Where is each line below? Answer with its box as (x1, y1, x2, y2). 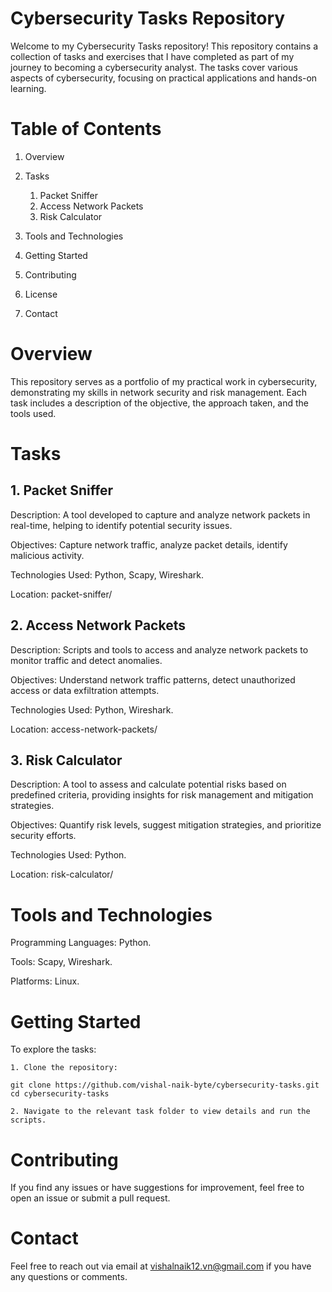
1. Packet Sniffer (10, 482, 114, 499)
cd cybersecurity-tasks (10, 1089, 110, 1099)
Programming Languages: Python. (10, 937, 152, 949)
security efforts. (10, 830, 77, 842)
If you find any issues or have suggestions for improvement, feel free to (10, 1182, 305, 1194)
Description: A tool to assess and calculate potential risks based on (10, 778, 287, 791)
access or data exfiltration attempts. (10, 684, 160, 696)
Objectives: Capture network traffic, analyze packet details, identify (10, 538, 288, 551)
